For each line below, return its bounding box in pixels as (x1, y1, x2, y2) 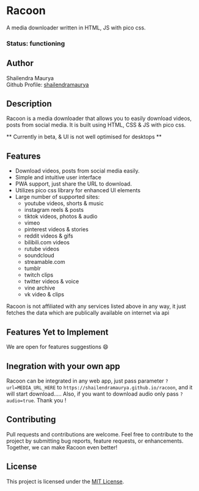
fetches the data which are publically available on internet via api (6, 309, 170, 317)
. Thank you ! (33, 396, 67, 404)
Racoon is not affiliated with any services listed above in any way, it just (6, 302, 186, 310)
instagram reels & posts (24, 206, 84, 214)
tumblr (24, 264, 41, 272)
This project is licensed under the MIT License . (6, 478, 125, 485)
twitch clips (24, 271, 54, 279)
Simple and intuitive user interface (15, 174, 102, 181)
